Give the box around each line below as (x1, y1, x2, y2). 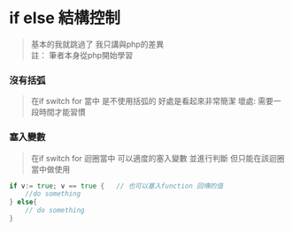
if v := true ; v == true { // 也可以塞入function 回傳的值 (9, 182, 224, 190)
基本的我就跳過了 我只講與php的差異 (30, 39, 165, 49)
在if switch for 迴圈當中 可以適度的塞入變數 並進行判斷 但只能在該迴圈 (30, 153, 285, 163)
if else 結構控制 (9, 8, 121, 28)
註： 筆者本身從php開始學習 (30, 49, 134, 60)
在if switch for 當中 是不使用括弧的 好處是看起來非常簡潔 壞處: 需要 (30, 96, 274, 107)
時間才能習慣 (38, 107, 86, 117)
